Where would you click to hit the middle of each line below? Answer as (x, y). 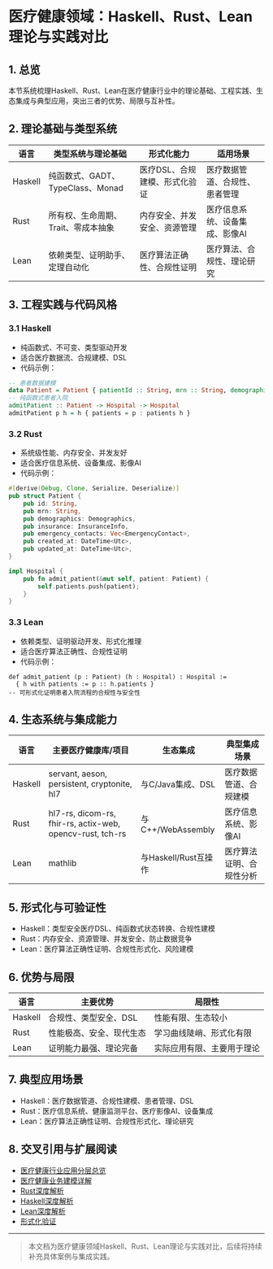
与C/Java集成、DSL (178, 784)
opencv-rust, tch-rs (87, 834)
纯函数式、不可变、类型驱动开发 (74, 347)
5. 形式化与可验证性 (57, 907)
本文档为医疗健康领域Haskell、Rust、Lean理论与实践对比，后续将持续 (145, 1246)
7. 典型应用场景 (46, 1080)
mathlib (63, 863)
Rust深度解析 (42, 1191)
